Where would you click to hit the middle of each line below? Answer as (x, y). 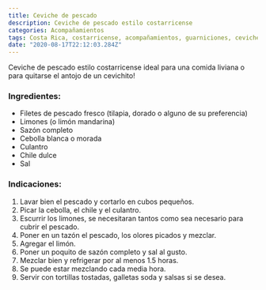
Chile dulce (38, 156)
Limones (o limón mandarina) (67, 122)
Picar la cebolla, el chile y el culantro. (80, 209)
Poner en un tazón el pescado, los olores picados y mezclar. (118, 235)
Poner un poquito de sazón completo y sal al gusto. (103, 252)
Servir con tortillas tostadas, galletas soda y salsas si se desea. (123, 277)
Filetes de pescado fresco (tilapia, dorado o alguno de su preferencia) (133, 113)
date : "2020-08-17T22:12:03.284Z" (65, 45)
